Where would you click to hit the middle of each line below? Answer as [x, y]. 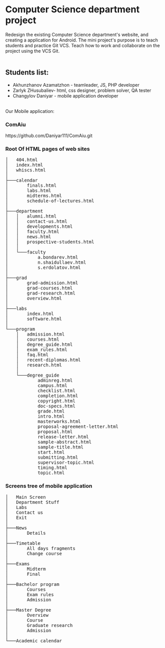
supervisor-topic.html [66, 463]
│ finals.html [31, 185]
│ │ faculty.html [32, 232]
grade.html [51, 411]
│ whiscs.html [26, 170]
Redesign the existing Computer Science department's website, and [77, 34]
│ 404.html [22, 160]
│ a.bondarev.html [42, 257]
